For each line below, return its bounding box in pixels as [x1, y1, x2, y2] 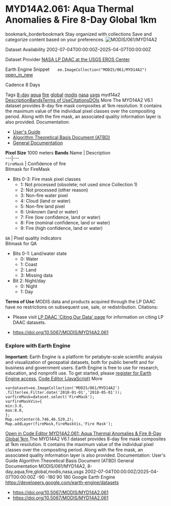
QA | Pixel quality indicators [5, 235, 62, 241]
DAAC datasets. [12, 319, 46, 325]
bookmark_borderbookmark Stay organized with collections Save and [5, 31, 152, 37]
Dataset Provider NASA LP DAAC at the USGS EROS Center [5, 56, 130, 62]
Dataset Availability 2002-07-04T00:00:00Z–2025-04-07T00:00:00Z [5, 46, 152, 52]
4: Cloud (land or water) [20, 198, 71, 204]
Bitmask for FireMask [5, 166, 50, 172]
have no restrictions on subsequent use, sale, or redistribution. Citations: [5, 304, 158, 310]
